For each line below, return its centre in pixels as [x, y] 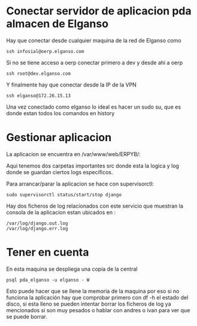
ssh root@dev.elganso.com [38, 73]
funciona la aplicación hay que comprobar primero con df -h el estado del [97, 297]
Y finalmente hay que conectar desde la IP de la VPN [71, 85]
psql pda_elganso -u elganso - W [48, 280]
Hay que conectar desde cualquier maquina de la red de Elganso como [94, 40]
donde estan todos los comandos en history [60, 113]
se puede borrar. [27, 316]
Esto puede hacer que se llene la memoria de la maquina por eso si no [93, 291]
